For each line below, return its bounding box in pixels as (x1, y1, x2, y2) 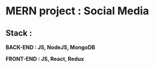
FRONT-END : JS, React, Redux (5, 55, 84, 62)
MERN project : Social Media (5, 4, 149, 18)
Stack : (5, 28, 32, 38)
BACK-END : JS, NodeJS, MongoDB (5, 44, 96, 51)
